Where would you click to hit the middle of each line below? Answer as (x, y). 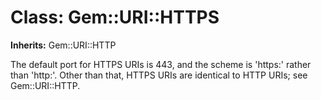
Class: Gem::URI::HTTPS (115, 17)
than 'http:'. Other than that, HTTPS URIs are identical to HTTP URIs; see (159, 75)
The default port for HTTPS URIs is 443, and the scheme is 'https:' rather (161, 64)
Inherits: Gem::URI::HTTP (63, 45)
